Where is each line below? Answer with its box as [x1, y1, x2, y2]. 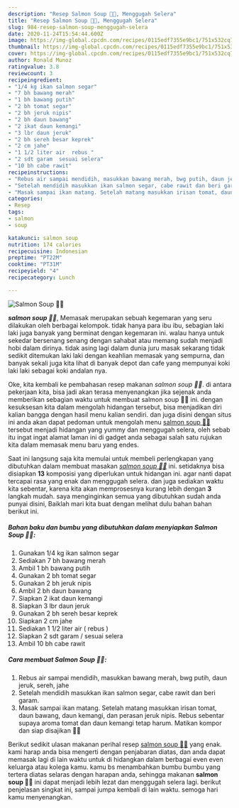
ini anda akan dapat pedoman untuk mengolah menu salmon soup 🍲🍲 [8, 417, 211, 426]
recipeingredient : [8, 76, 62, 84]
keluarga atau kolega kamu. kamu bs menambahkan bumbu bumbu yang [8, 763, 221, 771]
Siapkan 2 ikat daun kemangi [18, 594, 104, 602]
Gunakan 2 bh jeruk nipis [18, 579, 91, 587]
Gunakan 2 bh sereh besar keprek [18, 608, 118, 618]
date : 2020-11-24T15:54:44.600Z [8, 30, 104, 38]
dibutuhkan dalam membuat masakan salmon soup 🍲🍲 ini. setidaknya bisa [8, 462, 225, 470]
